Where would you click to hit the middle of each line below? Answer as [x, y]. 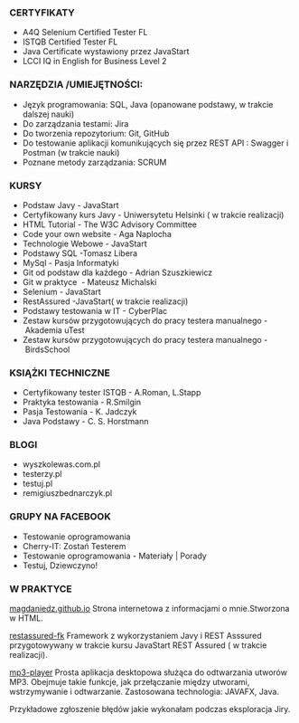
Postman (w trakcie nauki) [71, 152]
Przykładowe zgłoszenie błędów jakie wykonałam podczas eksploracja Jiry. [150, 709]
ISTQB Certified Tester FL [70, 42]
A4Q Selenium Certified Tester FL [85, 33]
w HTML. [26, 618]
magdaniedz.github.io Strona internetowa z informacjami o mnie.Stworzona [149, 609]
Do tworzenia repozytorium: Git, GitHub [96, 133]
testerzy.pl [42, 474]
